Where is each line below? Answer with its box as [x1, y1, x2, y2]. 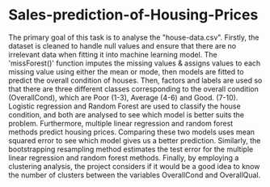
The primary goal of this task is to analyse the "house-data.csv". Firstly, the [8, 32, 260, 42]
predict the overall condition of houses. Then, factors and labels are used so [8, 75, 263, 85]
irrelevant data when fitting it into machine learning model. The [8, 49, 217, 59]
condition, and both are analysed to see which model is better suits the [8, 109, 245, 119]
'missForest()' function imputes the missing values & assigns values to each [8, 58, 261, 68]
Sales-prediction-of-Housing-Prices [8, 6, 259, 24]
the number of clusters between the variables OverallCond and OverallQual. [8, 170, 261, 180]
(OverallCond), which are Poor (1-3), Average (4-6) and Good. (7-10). [8, 92, 238, 102]
